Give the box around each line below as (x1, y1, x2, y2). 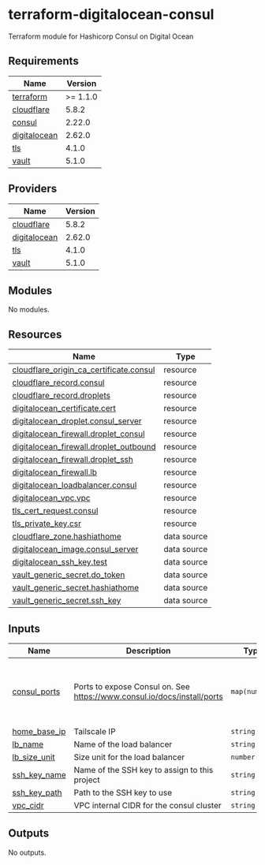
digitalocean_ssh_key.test (12, 557, 108, 568)
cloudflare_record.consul (12, 377, 105, 388)
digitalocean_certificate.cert (12, 403, 117, 414)
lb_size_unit (12, 751, 55, 762)
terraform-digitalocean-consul (8, 6, 215, 24)
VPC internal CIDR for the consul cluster (73, 800, 222, 811)
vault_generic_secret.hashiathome (12, 582, 140, 593)
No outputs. (8, 848, 47, 857)
